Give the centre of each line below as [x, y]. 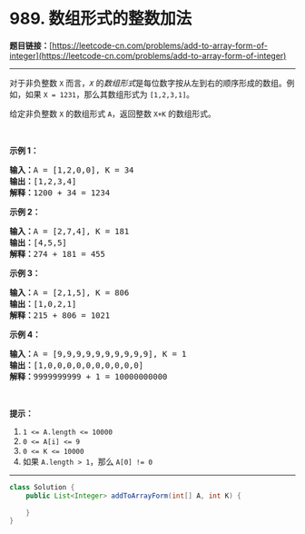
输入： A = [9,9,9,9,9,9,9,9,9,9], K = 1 [98, 354]
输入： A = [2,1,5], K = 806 [69, 292]
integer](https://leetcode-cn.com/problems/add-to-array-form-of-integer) [148, 55]
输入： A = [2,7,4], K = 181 [69, 231]
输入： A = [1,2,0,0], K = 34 [72, 170]
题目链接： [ [31, 45]
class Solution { [42, 487]
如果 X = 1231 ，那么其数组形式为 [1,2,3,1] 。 [110, 94]
